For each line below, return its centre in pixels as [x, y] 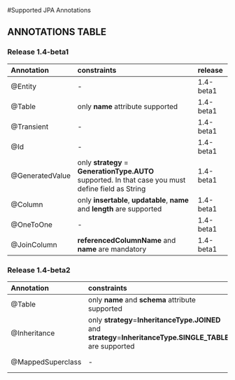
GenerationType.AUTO [116, 171]
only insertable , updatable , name [133, 200]
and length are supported [120, 209]
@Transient [30, 127]
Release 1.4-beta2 [39, 270]
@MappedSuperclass [46, 362]
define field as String [112, 188]
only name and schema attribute [142, 300]
